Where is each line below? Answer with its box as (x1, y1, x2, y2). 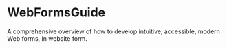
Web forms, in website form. (7, 34, 87, 42)
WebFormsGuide (7, 5, 105, 20)
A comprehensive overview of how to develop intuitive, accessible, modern (7, 27, 220, 35)
